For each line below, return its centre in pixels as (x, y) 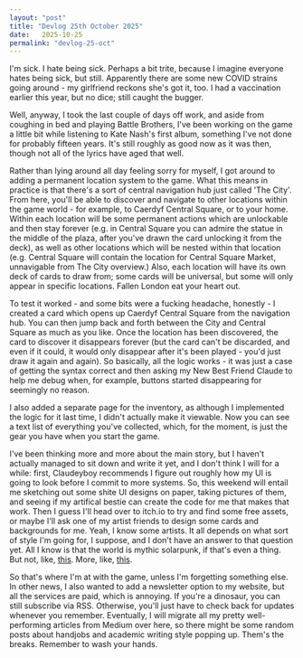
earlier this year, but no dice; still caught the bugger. (107, 98)
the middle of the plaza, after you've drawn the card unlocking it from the (146, 238)
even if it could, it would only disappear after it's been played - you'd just (145, 352)
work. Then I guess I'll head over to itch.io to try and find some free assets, (149, 512)
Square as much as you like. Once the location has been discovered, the (144, 333)
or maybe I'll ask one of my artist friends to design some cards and (134, 522)
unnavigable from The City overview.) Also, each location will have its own (148, 267)
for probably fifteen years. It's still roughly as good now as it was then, (141, 144)
